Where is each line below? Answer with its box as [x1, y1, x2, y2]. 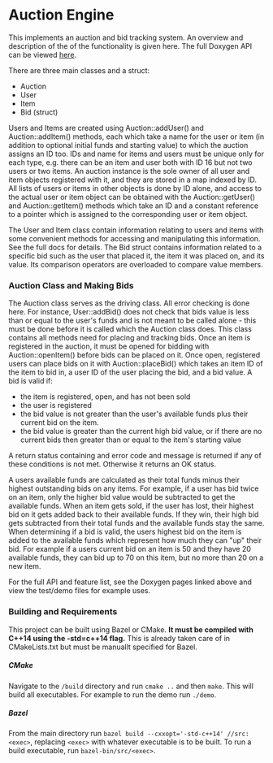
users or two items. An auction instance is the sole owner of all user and [8, 166, 250, 176]
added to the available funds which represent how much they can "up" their [8, 535, 262, 545]
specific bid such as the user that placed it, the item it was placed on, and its [8, 250, 265, 261]
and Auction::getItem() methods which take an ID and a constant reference [8, 201, 258, 210]
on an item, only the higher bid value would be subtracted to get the [8, 492, 236, 502]
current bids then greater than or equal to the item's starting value [19, 435, 242, 444]
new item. [8, 561, 41, 571]
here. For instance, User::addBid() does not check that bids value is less [8, 307, 249, 317]
